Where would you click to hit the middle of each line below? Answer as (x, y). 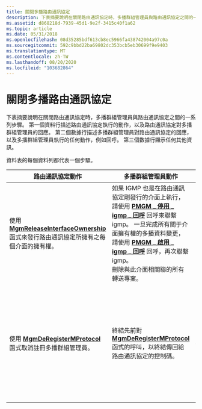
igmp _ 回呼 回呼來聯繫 (145, 216)
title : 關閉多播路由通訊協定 (38, 12)
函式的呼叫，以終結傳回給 (148, 347)
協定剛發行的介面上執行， (148, 198)
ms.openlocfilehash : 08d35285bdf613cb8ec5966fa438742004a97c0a (87, 40)
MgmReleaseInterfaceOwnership (58, 228)
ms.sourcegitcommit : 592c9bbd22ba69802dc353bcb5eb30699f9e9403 (87, 46)
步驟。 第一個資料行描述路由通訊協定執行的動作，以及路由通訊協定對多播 (102, 125)
